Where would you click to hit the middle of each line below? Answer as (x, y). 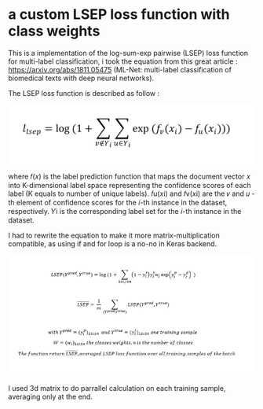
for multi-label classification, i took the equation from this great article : (123, 61)
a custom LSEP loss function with (119, 15)
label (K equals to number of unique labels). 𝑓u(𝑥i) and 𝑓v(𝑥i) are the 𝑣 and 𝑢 (129, 193)
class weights (54, 31)
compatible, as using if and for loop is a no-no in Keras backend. (113, 244)
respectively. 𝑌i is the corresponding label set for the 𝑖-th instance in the (125, 212)
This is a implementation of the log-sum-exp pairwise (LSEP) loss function (128, 53)
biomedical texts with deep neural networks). (81, 78)
